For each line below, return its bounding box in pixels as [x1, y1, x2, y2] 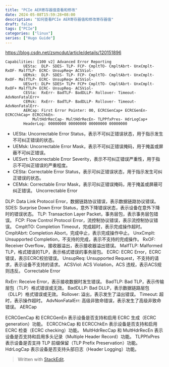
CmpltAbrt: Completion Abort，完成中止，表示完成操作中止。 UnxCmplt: [5, 230, 155, 236]
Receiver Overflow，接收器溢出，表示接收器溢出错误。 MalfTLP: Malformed [5, 242, 163, 248]
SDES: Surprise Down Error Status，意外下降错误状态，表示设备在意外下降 [5, 204, 160, 210]
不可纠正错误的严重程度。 [17, 162, 71, 168]
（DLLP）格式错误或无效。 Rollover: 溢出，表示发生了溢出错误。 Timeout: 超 [5, 291, 164, 297]
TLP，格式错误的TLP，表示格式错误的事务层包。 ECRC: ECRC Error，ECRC [5, 249, 161, 255]
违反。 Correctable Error [9, 267, 61, 273]
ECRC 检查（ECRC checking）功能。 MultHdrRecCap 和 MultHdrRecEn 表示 [5, 327, 163, 333]
